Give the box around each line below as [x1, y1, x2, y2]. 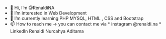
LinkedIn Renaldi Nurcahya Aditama [10, 28, 84, 34]
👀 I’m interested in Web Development [10, 10, 87, 16]
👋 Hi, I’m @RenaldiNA [10, 5, 55, 10]
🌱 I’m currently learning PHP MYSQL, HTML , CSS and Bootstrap [10, 15, 144, 21]
